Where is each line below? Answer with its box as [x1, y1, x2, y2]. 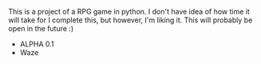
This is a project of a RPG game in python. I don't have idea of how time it [8, 7, 250, 16]
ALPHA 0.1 [19, 39, 54, 49]
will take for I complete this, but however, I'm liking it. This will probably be [8, 15, 253, 25]
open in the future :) [8, 24, 74, 33]
